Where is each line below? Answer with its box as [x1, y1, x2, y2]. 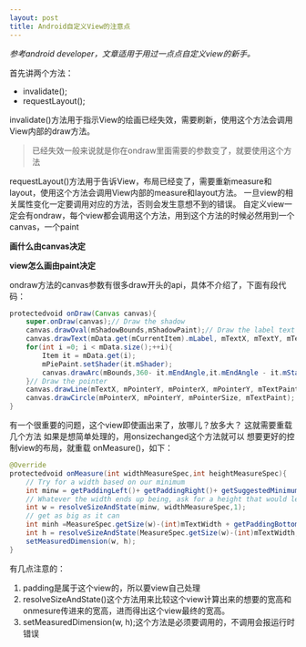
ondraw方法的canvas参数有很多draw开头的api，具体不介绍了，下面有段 [9, 279, 279, 290]
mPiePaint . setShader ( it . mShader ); [42, 359, 173, 369]
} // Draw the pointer [25, 376, 107, 385]
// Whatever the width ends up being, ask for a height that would [25, 494, 287, 504]
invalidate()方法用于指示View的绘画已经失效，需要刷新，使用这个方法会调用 [9, 114, 293, 125]
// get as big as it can [25, 511, 120, 520]
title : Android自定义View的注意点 [9, 22, 131, 31]
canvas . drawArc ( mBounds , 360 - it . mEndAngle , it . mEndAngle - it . [42, 368, 283, 377]
